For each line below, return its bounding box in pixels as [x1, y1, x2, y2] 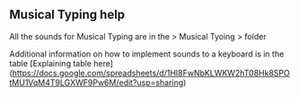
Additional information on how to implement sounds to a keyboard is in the [9, 48, 285, 59]
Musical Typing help [9, 7, 126, 22]
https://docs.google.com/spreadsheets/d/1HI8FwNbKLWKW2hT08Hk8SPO [12, 67, 290, 78]
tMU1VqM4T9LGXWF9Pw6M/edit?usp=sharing [9, 76, 184, 88]
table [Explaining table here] [9, 57, 114, 68]
